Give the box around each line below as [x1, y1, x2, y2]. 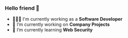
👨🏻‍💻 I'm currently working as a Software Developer [12, 16, 123, 22]
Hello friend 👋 [5, 5, 40, 12]
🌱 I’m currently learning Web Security [12, 27, 93, 33]
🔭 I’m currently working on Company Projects [12, 21, 110, 27]
